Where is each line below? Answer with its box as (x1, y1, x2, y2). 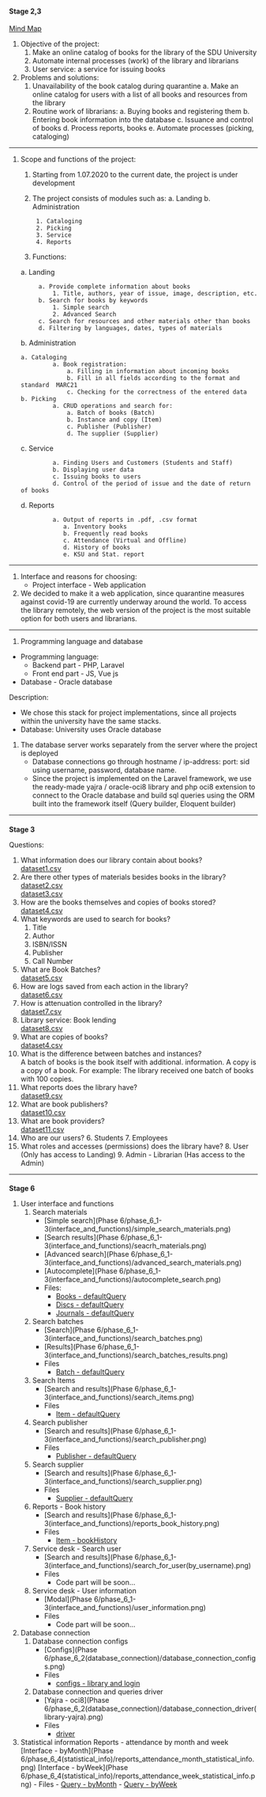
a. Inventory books (62, 523, 127, 531)
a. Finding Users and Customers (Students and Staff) (52, 459, 234, 467)
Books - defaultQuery (55, 1292, 127, 1301)
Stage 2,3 (9, 6, 42, 16)
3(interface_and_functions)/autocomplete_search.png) (43, 1275, 222, 1285)
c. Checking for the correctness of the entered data (66, 388, 247, 396)
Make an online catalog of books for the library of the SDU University (32, 48, 257, 57)
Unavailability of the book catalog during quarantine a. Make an (32, 82, 239, 91)
